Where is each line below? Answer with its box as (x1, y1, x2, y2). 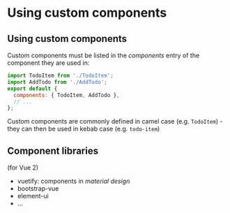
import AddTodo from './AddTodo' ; (7, 78, 108, 85)
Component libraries (7, 145, 99, 156)
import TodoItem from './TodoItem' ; (7, 72, 114, 79)
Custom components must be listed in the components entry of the (7, 51, 200, 59)
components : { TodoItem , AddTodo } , (13, 91, 120, 98)
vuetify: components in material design (17, 177, 130, 186)
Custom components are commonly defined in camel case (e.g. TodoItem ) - (7, 117, 223, 126)
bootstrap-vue (17, 184, 59, 193)
